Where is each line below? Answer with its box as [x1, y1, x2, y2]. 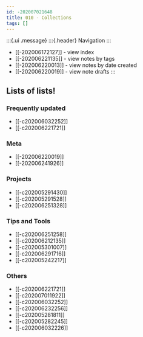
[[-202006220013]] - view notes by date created [15, 61, 138, 69]
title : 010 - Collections [6, 15, 71, 21]
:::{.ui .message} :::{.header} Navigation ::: [6, 37, 111, 44]
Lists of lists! [6, 86, 56, 96]
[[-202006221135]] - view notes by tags [15, 55, 115, 63]
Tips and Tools [6, 217, 50, 225]
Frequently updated [6, 104, 66, 113]
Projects [6, 175, 32, 183]
